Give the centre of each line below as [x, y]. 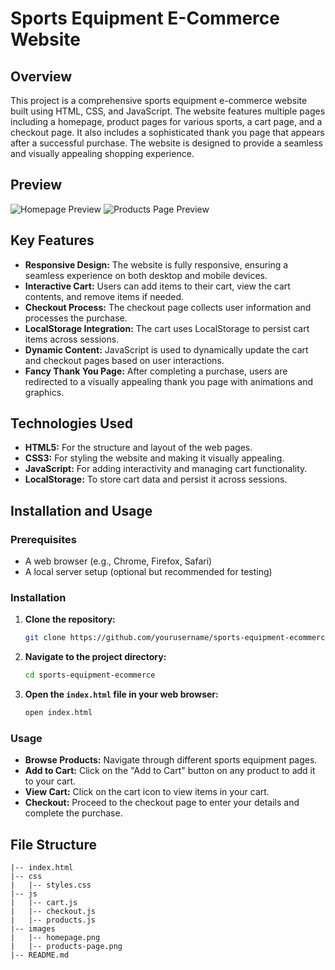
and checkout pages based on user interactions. [124, 360]
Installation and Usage [81, 510]
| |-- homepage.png [55, 938]
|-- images [33, 929]
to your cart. [50, 781]
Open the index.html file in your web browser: [121, 694]
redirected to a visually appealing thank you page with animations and [169, 381]
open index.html [58, 713]
